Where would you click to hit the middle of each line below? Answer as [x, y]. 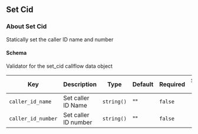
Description [80, 84]
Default [143, 84]
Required [172, 84]
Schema [16, 53]
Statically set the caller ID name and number [60, 39]
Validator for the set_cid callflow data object [60, 66]
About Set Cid [27, 27]
